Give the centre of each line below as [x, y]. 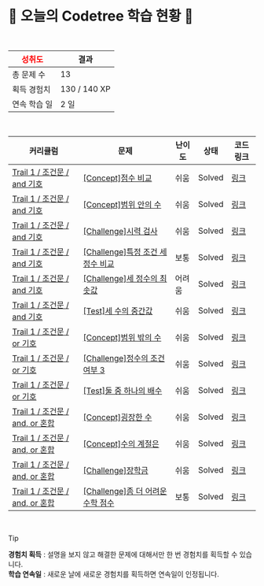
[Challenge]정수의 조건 [124, 358]
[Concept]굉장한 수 [117, 417]
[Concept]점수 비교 [117, 178]
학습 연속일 [25, 574]
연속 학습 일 [33, 104]
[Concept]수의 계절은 [121, 443]
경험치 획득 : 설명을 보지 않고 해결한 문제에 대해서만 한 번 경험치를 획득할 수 [123, 554]
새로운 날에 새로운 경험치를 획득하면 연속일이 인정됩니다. [133, 574]
